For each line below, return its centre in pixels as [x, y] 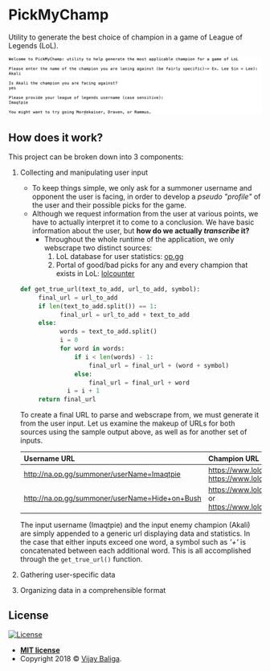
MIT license [40, 650]
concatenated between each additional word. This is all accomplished [135, 550]
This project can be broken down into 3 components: [96, 156]
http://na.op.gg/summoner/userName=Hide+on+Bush [113, 498]
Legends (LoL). [33, 45]
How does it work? [56, 137]
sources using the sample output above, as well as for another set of [133, 432]
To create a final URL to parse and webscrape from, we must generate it [139, 415]
